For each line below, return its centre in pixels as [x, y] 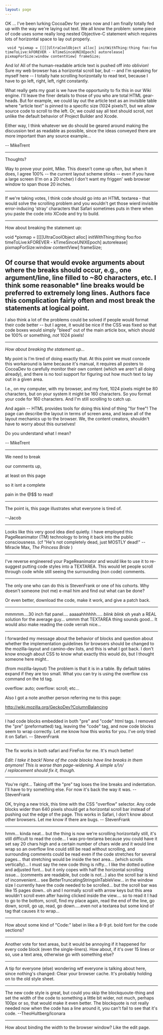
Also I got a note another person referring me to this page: [63, 698]
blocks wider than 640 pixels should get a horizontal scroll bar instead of [78, 809]
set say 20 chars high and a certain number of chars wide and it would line [80, 844]
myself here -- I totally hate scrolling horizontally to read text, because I [76, 75]
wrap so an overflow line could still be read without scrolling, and [70, 849]
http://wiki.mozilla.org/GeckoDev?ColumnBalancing [57, 707]
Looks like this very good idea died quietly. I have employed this [69, 532]
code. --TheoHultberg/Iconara [35, 1014]
